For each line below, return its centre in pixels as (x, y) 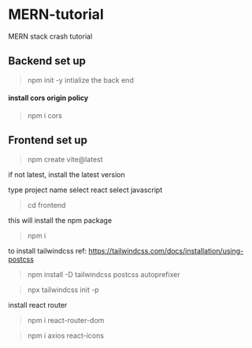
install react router (38, 305)
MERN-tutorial (56, 15)
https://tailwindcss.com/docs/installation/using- (166, 250)
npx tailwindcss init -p (63, 290)
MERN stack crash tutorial (50, 36)
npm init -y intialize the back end (80, 80)
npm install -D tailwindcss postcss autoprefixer (104, 274)
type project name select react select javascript (85, 190)
